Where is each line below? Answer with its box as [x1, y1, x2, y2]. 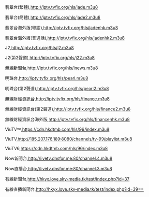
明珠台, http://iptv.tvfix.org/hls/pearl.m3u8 [5, 76, 89, 81]
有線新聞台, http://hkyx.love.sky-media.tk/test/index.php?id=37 [5, 176, 130, 182]
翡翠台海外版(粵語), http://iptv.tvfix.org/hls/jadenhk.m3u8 [5, 25, 118, 30]
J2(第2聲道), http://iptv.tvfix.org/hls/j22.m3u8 [5, 55, 95, 61]
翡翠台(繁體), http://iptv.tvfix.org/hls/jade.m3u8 [5, 4, 98, 10]
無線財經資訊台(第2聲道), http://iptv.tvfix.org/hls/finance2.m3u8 [5, 106, 131, 112]
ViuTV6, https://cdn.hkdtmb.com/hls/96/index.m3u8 [5, 146, 108, 151]
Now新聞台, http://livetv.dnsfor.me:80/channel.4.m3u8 [5, 155, 113, 161]
